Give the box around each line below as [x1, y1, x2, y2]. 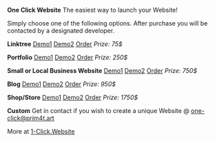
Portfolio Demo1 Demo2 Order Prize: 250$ [7, 53, 128, 61]
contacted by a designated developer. [7, 27, 115, 34]
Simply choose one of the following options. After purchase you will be [7, 19, 208, 27]
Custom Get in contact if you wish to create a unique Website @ [7, 107, 190, 114]
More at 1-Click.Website [7, 128, 75, 135]
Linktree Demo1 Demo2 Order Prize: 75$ [7, 40, 123, 48]
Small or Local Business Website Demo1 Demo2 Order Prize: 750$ [7, 67, 198, 74]
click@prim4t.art [7, 114, 55, 122]
